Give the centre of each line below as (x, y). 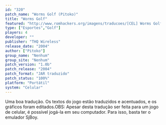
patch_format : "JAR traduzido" (37, 74)
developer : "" (20, 37)
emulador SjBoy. (22, 117)
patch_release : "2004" (28, 69)
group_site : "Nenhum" (27, 60)
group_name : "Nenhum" (27, 55)
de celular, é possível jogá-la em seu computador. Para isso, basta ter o (78, 112)
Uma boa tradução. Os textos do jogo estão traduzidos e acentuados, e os (81, 101)
